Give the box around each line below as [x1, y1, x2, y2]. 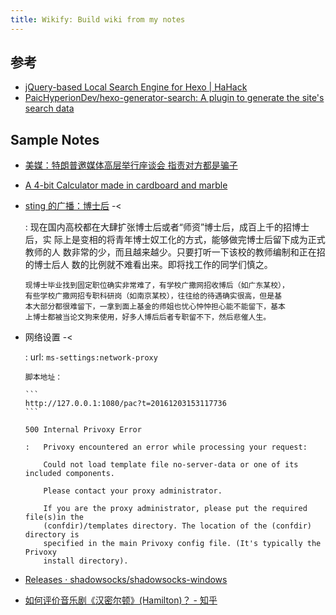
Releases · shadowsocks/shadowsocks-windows [24, 574, 228, 586]
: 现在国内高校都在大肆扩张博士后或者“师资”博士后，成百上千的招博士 [24, 221, 310, 233]
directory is [24, 530, 80, 540]
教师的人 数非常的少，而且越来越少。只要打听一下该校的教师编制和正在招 [24, 246, 326, 258]
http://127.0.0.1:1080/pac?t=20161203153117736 [24, 399, 227, 409]
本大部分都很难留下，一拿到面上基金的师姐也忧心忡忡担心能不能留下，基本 [24, 302, 286, 312]
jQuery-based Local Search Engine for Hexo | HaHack [24, 81, 248, 93]
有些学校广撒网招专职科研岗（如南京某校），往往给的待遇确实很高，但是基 [24, 291, 283, 301]
